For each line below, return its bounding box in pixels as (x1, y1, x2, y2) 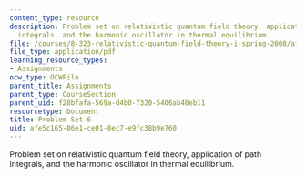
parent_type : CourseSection (9, 89, 117, 99)
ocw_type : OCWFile (9, 73, 79, 82)
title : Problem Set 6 (9, 115, 92, 124)
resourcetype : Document (9, 107, 100, 116)
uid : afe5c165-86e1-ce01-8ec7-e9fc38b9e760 (9, 124, 178, 133)
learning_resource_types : (9, 56, 107, 65)
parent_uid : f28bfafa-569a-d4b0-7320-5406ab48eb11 (9, 98, 206, 108)
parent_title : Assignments (9, 81, 112, 90)
